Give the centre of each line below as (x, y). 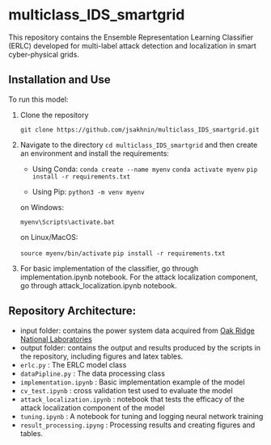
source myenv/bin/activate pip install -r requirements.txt (123, 253)
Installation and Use (59, 80)
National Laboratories (56, 339)
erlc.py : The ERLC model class (73, 364)
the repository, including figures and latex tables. (102, 356)
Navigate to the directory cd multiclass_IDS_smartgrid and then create (139, 145)
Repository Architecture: (72, 311)
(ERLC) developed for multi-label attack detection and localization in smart (132, 45)
